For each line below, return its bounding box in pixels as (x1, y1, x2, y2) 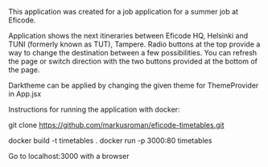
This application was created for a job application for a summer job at (8, 7, 239, 16)
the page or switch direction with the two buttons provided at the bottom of (8, 56, 258, 66)
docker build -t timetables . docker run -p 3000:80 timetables (8, 136, 212, 145)
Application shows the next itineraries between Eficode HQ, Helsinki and (8, 31, 248, 40)
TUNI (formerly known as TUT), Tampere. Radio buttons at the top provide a (8, 39, 261, 49)
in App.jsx (8, 89, 42, 99)
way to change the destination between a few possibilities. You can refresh (8, 48, 258, 57)
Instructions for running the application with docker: (8, 104, 180, 114)
